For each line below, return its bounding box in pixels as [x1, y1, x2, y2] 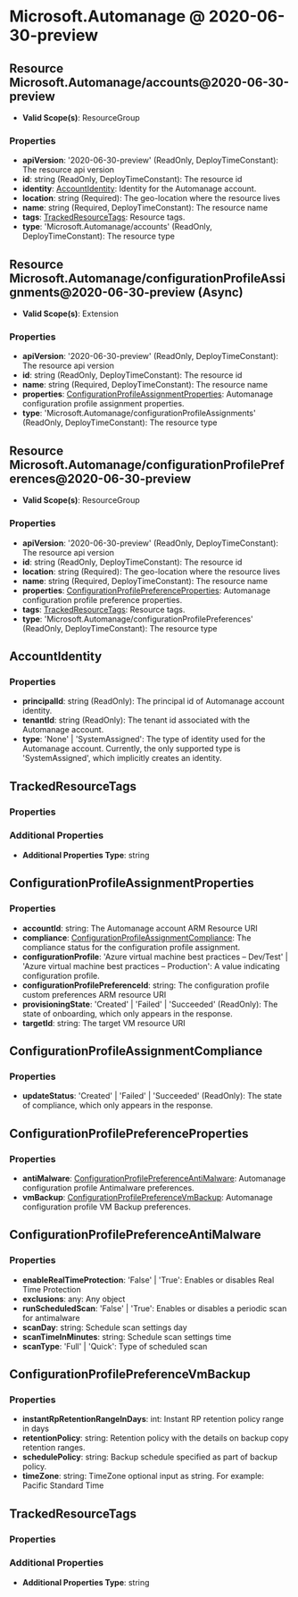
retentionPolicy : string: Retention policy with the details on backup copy [21, 1433, 289, 1443]
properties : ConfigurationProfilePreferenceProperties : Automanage [21, 585, 270, 596]
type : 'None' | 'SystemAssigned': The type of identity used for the [21, 734, 266, 745]
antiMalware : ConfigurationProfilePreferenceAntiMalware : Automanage [21, 1173, 286, 1183]
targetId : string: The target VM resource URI [21, 1017, 186, 1028]
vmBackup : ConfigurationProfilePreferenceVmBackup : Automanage [21, 1191, 274, 1202]
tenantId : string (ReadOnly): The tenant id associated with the [21, 715, 251, 725]
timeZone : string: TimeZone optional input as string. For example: [21, 1471, 265, 1482]
